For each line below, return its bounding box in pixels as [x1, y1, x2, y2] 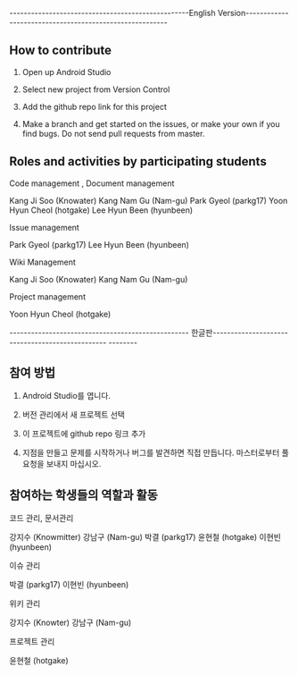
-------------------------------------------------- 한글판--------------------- [9, 326, 288, 338]
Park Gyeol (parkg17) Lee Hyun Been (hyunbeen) [9, 239, 190, 249]
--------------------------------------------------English [9, 8, 216, 18]
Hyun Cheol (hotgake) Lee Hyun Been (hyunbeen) [9, 205, 194, 215]
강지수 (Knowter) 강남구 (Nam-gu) [9, 617, 132, 629]
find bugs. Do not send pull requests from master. [21, 128, 205, 139]
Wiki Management [9, 257, 76, 267]
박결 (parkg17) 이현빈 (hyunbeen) [9, 579, 129, 590]
